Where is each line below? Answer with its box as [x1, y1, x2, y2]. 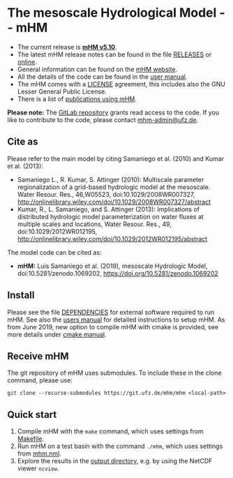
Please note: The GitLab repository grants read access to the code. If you [7, 108, 220, 117]
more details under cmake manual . [7, 330, 107, 338]
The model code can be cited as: [7, 248, 102, 256]
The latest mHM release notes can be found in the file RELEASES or [17, 50, 212, 59]
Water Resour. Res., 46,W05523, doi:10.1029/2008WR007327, [17, 190, 195, 198]
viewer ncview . [17, 464, 59, 472]
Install [7, 290, 35, 301]
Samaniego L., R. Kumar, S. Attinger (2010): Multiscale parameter [17, 175, 204, 184]
